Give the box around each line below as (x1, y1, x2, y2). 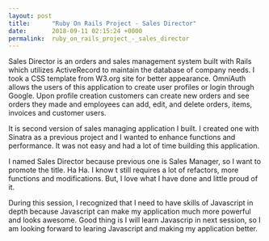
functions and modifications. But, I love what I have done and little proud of (8, 174, 258, 184)
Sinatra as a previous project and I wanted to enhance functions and (8, 133, 236, 142)
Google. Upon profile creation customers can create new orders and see (8, 91, 250, 101)
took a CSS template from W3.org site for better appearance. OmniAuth (8, 74, 246, 83)
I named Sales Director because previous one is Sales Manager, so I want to (8, 157, 261, 167)
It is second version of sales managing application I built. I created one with (8, 124, 259, 133)
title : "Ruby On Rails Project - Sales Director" (8, 19, 197, 27)
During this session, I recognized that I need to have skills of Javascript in (8, 198, 254, 208)
